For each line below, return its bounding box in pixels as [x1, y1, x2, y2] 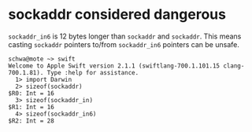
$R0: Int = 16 [8, 89, 55, 97]
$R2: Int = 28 [8, 116, 55, 125]
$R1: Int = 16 [8, 103, 55, 111]
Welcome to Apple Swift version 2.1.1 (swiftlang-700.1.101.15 [8, 61, 220, 70]
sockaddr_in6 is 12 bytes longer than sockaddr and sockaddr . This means [8, 31, 242, 41]
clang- [223, 61, 245, 70]
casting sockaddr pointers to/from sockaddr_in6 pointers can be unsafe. [8, 39, 240, 49]
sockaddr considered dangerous [8, 5, 227, 24]
